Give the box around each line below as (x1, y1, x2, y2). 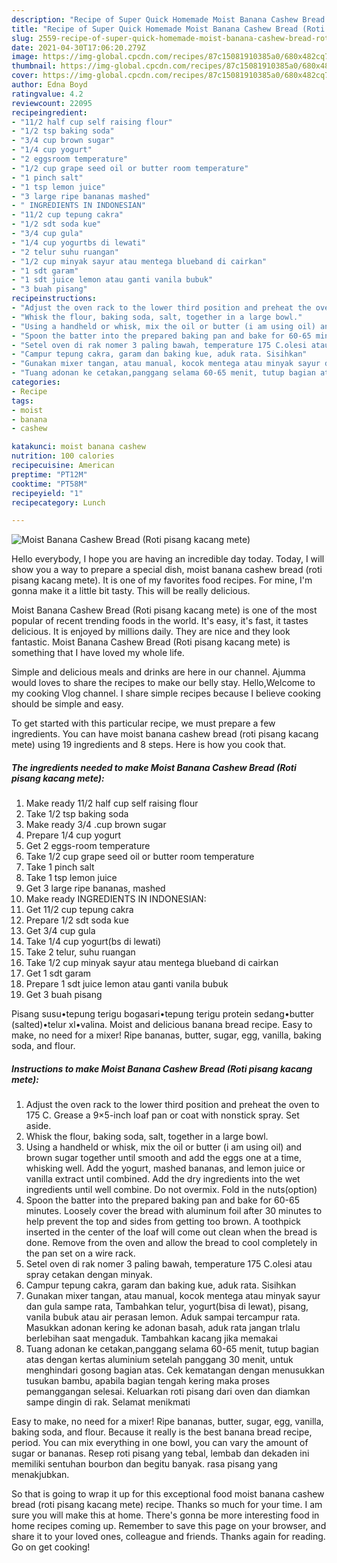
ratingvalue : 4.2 (11, 89, 84, 99)
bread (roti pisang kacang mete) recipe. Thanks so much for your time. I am (11, 1499, 323, 1511)
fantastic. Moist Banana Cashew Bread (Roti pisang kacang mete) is (11, 636, 291, 648)
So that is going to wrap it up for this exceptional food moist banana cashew (11, 1488, 325, 1500)
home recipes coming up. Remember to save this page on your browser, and (11, 1520, 327, 1532)
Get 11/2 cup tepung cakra (25, 904, 134, 916)
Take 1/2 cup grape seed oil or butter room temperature (25, 851, 255, 863)
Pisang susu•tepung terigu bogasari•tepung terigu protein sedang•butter (11, 1008, 315, 1020)
